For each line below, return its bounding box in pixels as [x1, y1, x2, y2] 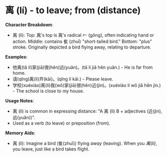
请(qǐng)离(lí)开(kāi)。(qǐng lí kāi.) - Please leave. [12, 76, 114, 82]
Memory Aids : [5, 130, 36, 136]
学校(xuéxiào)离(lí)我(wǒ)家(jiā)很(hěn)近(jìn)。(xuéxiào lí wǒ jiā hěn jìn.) [12, 82, 161, 88]
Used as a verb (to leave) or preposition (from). [12, 120, 111, 126]
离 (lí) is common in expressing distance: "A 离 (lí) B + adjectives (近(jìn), [12, 108, 162, 114]
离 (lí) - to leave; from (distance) [5, 5, 141, 16]
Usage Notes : [5, 97, 34, 103]
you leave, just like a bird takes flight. [12, 146, 90, 152]
